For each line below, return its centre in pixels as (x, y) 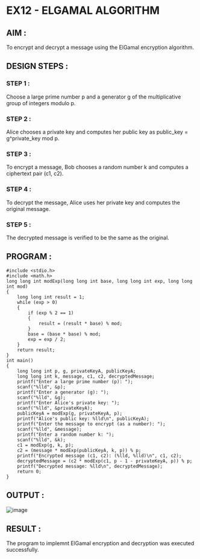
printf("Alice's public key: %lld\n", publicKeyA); (83, 418)
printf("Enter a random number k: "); (66, 435)
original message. (28, 208)
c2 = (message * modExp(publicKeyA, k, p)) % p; (79, 450)
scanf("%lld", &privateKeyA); (55, 408)
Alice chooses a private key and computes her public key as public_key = (97, 132)
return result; (36, 350)
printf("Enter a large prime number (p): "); (75, 381)
